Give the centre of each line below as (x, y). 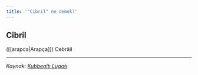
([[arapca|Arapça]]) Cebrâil (39, 49)
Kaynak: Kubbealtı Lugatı (37, 66)
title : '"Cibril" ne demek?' (42, 11)
